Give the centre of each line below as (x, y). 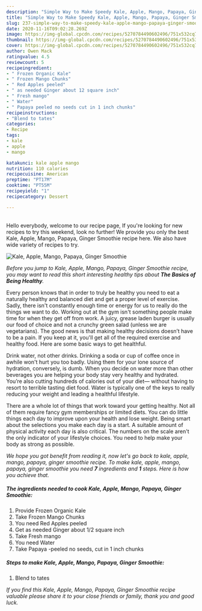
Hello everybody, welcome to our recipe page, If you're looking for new (94, 225)
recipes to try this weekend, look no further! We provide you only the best (98, 232)
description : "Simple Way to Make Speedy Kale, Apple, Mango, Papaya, (96, 12)
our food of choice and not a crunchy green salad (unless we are (87, 324)
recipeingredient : (29, 68)
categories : (21, 124)
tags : (13, 135)
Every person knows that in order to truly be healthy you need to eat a (93, 293)
